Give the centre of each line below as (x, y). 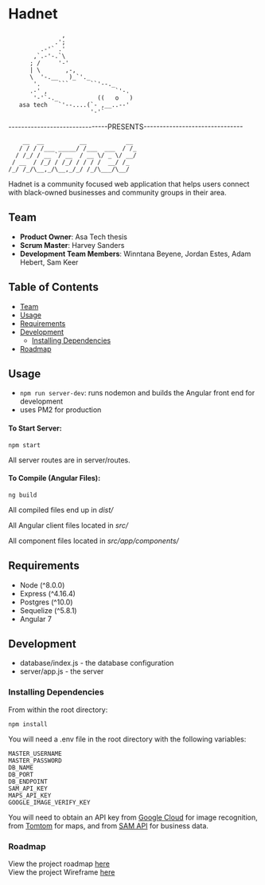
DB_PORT (21, 774)
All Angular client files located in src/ (68, 525)
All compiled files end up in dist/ (61, 509)
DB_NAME (21, 767)
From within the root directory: (58, 710)
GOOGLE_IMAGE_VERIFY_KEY (49, 802)
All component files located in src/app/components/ (94, 541)
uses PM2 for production (60, 410)
